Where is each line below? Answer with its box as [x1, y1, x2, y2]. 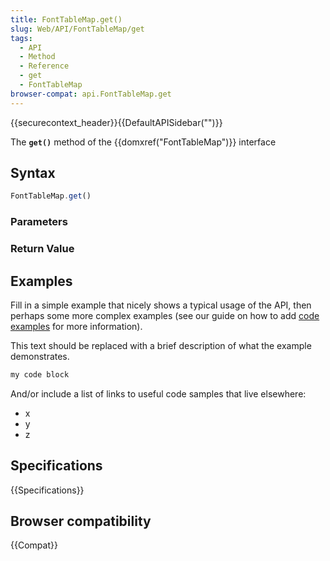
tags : [10, 33, 33, 43]
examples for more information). [10, 320, 143, 332]
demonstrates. [10, 350, 70, 362]
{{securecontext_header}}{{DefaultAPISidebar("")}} [10, 116, 223, 128]
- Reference [19, 61, 70, 71]
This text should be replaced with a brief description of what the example [10, 339, 312, 351]
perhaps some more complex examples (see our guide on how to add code [10, 309, 320, 321]
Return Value [10, 242, 75, 256]
